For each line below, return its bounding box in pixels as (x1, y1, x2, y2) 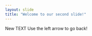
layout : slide (5, 7, 34, 12)
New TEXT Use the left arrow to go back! (5, 25, 88, 31)
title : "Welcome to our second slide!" (5, 12, 87, 17)
